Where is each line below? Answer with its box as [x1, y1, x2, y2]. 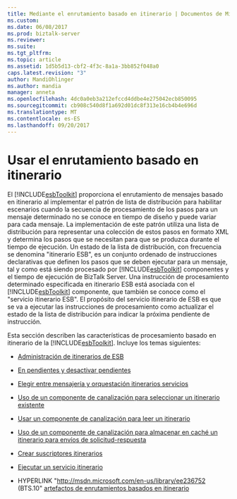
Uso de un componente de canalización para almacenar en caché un [17, 428, 218, 437]
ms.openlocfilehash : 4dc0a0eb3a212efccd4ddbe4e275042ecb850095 [7, 96, 197, 103]
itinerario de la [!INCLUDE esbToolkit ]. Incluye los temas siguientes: [7, 339, 201, 347]
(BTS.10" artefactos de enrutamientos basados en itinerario [17, 484, 190, 493]
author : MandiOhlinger [7, 75, 74, 83]
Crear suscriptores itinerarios [17, 449, 103, 458]
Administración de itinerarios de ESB [17, 352, 124, 361]
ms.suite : [7, 43, 37, 50]
